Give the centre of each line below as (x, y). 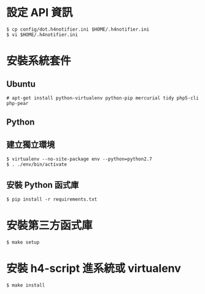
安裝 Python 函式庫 (43, 185)
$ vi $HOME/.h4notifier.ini (42, 34)
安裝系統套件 (39, 61)
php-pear (17, 103)
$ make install (26, 285)
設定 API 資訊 (40, 13)
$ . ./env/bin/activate (37, 164)
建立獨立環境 (31, 145)
